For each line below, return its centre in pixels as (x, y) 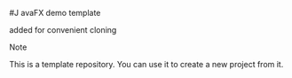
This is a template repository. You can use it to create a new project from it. (146, 64)
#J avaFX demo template (55, 13)
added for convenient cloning (63, 30)
